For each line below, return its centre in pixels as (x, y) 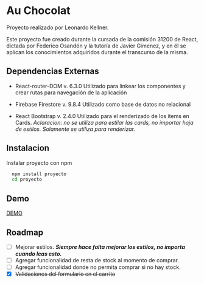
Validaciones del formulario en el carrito (65, 274)
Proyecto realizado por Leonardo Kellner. (58, 27)
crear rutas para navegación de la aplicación (71, 93)
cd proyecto (27, 180)
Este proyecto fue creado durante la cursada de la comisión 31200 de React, (102, 39)
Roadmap (25, 232)
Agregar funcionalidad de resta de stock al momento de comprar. (97, 260)
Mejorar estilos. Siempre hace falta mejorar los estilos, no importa (100, 246)
